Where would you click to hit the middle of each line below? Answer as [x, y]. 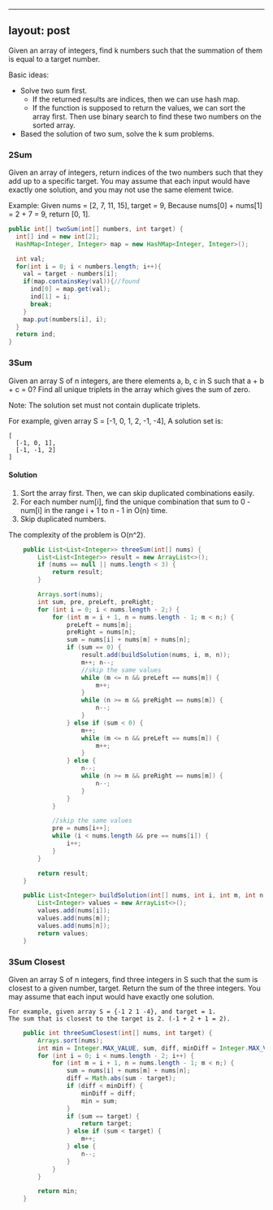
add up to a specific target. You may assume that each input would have [129, 181]
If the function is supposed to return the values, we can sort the [139, 107]
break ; [41, 304]
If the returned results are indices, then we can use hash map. [136, 99]
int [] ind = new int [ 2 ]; [58, 237]
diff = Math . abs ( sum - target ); [121, 1078]
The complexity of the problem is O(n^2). [77, 534]
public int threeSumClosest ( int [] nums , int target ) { [118, 1033]
